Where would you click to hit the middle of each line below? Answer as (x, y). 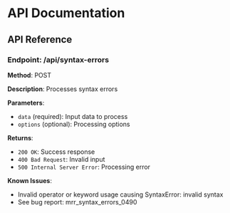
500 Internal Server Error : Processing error (84, 167)
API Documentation (66, 13)
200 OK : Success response (56, 152)
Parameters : (26, 103)
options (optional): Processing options (74, 124)
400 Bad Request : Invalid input (61, 159)
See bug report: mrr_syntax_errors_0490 (77, 202)
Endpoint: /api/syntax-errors (58, 60)
